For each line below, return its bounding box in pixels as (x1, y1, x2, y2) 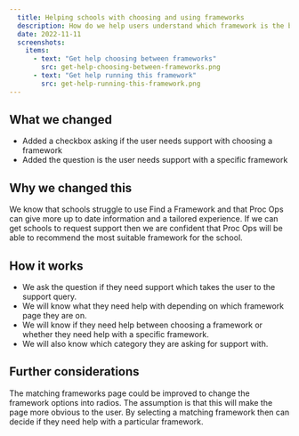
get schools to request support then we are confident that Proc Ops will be (9, 223, 283, 234)
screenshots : (17, 37, 66, 47)
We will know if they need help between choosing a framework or (21, 319, 263, 330)
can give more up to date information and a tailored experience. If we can (9, 214, 279, 224)
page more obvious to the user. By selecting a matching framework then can (9, 407, 290, 417)
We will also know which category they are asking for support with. (21, 339, 269, 350)
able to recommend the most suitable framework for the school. (9, 232, 243, 243)
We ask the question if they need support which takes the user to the (21, 282, 276, 293)
